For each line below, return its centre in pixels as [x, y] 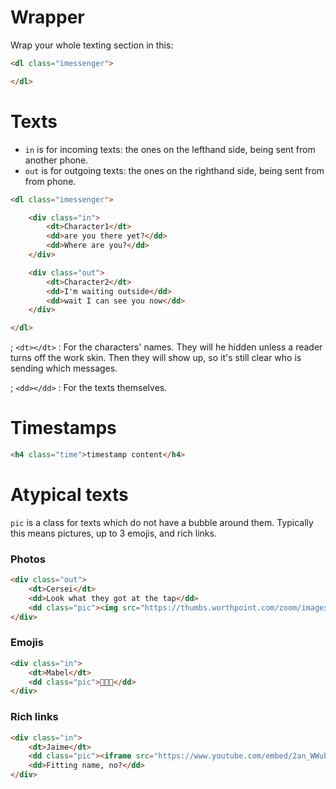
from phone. [50, 181]
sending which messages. [64, 368]
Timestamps [63, 428]
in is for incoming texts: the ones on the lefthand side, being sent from [170, 149]
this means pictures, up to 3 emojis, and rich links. [113, 533]
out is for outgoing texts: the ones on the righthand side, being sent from [174, 170]
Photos [28, 559]
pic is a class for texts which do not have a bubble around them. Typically [162, 522]
